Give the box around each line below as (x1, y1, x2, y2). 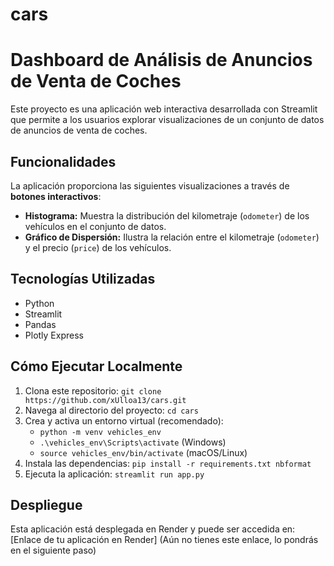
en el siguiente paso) (10, 544, 97, 557)
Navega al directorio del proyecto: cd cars (24, 404, 199, 416)
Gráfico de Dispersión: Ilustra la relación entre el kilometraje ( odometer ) (24, 231, 320, 243)
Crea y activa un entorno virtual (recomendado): (24, 414, 224, 427)
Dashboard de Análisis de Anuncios (10, 49, 313, 72)
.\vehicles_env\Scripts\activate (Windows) (39, 436, 227, 448)
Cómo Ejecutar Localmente (10, 358, 183, 375)
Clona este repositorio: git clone (24, 384, 162, 397)
